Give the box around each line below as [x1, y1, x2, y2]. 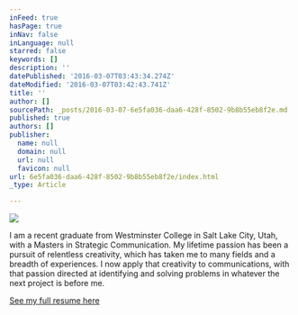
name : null [17, 139, 59, 148]
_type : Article [9, 181, 67, 190]
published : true [9, 113, 70, 122]
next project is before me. [9, 278, 105, 289]
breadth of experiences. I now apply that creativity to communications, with [9, 258, 290, 270]
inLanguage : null [9, 38, 75, 48]
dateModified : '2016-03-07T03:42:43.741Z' [9, 80, 171, 89]
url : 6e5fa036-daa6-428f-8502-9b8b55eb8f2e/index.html [9, 172, 220, 181]
